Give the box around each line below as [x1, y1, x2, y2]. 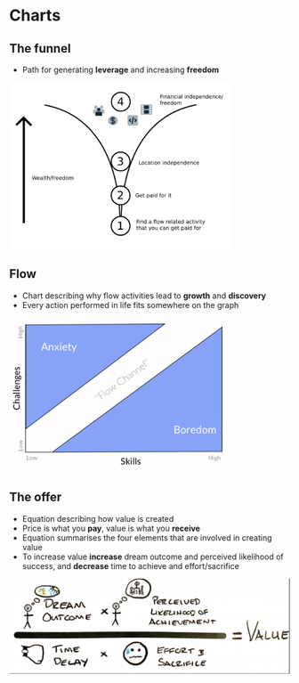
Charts [9, 5, 61, 26]
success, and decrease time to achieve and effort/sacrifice [21, 560, 240, 571]
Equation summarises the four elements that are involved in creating [21, 532, 273, 543]
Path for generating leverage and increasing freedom [21, 64, 220, 75]
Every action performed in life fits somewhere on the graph [21, 299, 239, 310]
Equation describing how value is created [21, 513, 174, 524]
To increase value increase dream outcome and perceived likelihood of [21, 551, 285, 562]
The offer [9, 490, 62, 505]
